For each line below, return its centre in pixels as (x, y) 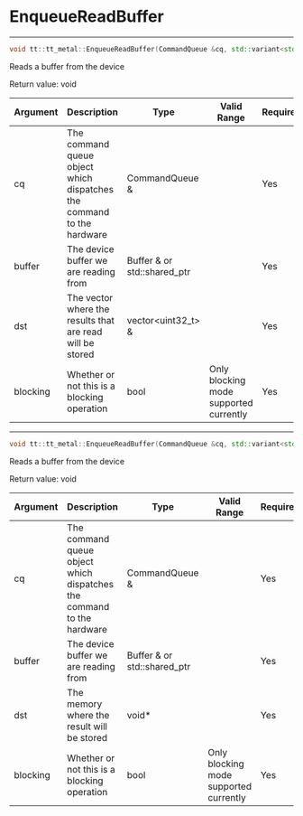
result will (87, 727)
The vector (90, 297)
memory (85, 704)
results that (91, 320)
